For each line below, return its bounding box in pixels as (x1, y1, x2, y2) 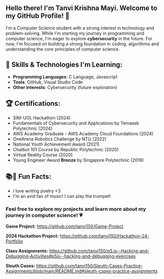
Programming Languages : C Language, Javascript (12, 74, 118, 80)
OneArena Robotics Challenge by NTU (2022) (12, 136, 106, 142)
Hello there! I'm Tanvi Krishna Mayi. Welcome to (5, 4, 158, 12)
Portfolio (5, 238, 23, 244)
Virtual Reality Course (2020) (12, 152, 73, 158)
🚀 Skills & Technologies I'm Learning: (5, 61, 123, 69)
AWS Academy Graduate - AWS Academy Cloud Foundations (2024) (12, 131, 154, 137)
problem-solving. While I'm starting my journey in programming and (5, 30, 145, 36)
